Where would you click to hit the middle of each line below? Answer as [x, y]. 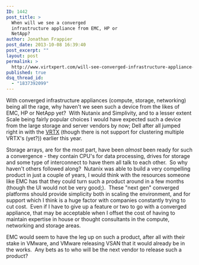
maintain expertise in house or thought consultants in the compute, [88, 219]
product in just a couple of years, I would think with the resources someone [98, 175]
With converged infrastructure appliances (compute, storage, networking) [96, 100]
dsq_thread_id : [25, 78]
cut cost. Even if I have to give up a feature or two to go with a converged [96, 206]
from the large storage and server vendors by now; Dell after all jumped [93, 126]
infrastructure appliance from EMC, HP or [65, 28]
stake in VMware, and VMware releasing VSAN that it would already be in [96, 243]
